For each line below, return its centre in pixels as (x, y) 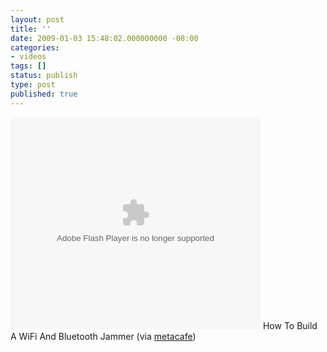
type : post (33, 85)
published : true (44, 94)
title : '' (31, 29)
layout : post (37, 19)
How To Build (290, 325)
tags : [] (28, 66)
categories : (35, 47)
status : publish (44, 76)
